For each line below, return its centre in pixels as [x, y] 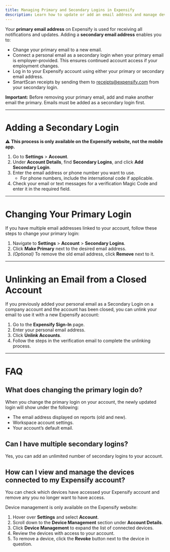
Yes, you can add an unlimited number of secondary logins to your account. [84, 456]
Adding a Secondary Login [62, 128]
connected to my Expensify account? [65, 480]
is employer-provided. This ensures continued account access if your [85, 60]
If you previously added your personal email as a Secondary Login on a [79, 304]
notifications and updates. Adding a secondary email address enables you [83, 34]
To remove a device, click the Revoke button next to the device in [81, 538]
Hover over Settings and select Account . [56, 517]
